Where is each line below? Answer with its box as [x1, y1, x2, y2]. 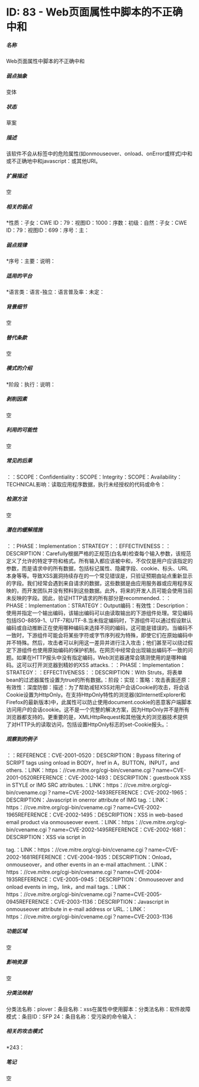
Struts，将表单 [147, 668, 183, 676]
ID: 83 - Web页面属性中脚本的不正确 [6, 5, 183, 19]
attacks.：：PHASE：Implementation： [90, 661, 185, 668]
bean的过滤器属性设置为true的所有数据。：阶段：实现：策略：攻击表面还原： [6, 676, 192, 683]
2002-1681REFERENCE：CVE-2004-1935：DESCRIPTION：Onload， [6, 853, 175, 860]
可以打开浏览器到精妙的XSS [21, 661, 89, 668]
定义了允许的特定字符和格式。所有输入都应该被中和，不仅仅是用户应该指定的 [6, 557, 193, 564]
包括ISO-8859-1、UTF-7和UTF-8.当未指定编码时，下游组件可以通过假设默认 [6, 617, 192, 624]
